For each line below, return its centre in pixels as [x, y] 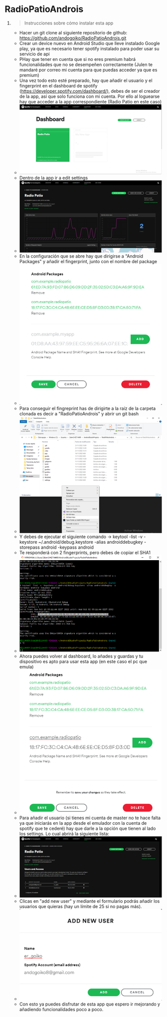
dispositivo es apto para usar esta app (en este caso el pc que [83, 662]
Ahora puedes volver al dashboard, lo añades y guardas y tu [81, 656]
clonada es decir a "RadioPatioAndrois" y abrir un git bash [79, 414]
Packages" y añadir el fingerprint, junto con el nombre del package [88, 261]
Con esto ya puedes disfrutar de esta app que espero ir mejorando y [90, 1004]
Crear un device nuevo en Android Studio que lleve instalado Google [89, 43]
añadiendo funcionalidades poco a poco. [61, 1010]
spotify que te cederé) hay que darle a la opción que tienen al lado [87, 828]
